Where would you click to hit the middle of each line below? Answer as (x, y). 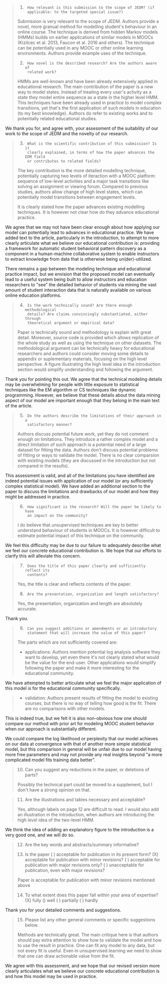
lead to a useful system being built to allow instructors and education (76, 279)
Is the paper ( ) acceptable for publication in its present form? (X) (91, 854)
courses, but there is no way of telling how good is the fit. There (90, 703)
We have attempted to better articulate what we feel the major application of (83, 683)
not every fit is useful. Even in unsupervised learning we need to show (89, 951)
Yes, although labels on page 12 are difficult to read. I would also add (88, 809)
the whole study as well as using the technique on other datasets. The (89, 343)
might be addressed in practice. (38, 497)
